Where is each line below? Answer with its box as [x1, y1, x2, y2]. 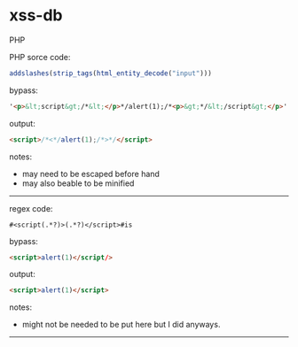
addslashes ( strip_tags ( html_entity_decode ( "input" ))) [9, 68, 213, 78]
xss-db [9, 5, 64, 26]
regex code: [9, 203, 53, 213]
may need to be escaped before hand [21, 168, 160, 179]
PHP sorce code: [9, 51, 71, 62]
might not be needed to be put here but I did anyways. [21, 320, 221, 330]
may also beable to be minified [21, 178, 135, 189]
